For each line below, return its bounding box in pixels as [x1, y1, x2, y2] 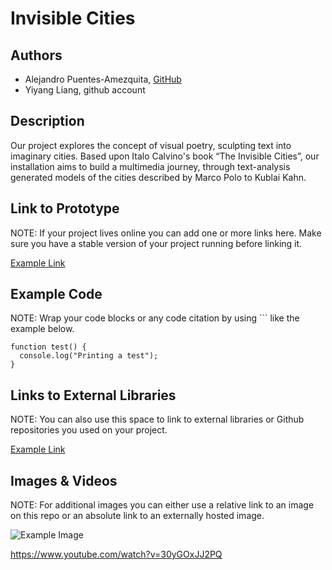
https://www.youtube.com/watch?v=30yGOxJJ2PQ [10, 548, 223, 561]
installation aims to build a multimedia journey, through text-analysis [10, 160, 291, 172]
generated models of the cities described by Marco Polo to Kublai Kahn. [10, 171, 307, 183]
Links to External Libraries [10, 387, 177, 404]
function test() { [10, 342, 87, 352]
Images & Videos [10, 472, 118, 489]
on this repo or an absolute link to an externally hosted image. [10, 510, 265, 522]
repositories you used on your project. [10, 424, 168, 436]
